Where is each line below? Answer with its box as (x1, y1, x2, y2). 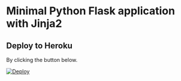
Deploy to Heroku (6, 40, 73, 51)
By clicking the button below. (6, 57, 78, 63)
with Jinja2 (6, 17, 62, 30)
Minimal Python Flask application (6, 4, 176, 18)
